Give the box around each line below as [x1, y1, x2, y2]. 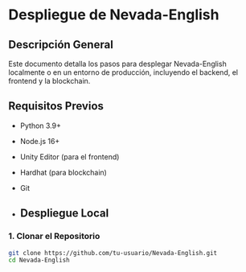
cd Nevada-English [8, 256, 70, 265]
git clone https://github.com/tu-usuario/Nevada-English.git [8, 249, 218, 257]
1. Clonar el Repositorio [8, 231, 100, 242]
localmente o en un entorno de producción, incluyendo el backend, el [8, 68, 239, 77]
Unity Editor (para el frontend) [19, 151, 120, 162]
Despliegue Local [19, 207, 109, 220]
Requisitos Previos [8, 99, 105, 113]
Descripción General [8, 38, 114, 52]
